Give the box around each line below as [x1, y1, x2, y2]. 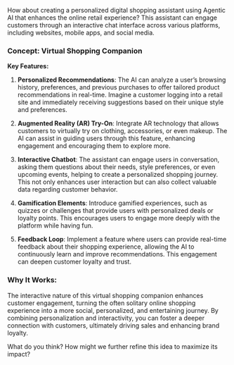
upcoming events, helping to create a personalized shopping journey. [17, 171, 219, 179]
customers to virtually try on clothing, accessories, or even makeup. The [17, 127, 228, 135]
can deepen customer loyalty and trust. [17, 257, 132, 266]
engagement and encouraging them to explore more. [17, 142, 171, 150]
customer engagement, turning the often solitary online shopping [7, 299, 196, 307]
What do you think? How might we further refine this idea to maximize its [7, 342, 218, 351]
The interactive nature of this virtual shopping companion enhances [7, 291, 204, 299]
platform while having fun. [17, 221, 93, 230]
